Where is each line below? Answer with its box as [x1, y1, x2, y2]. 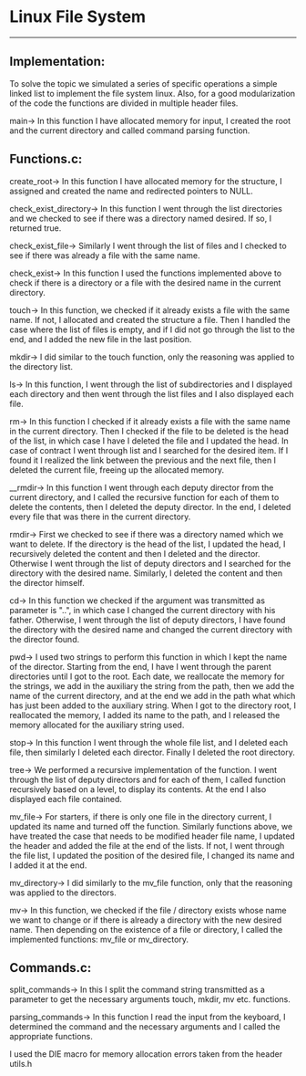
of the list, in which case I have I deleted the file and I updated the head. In [9, 435, 289, 446]
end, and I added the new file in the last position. [9, 333, 192, 344]
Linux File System [9, 6, 147, 27]
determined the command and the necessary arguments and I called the [9, 1021, 280, 1032]
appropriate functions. [9, 1031, 94, 1042]
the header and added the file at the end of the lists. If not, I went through [9, 840, 285, 851]
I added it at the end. [9, 860, 87, 871]
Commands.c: [9, 960, 92, 976]
